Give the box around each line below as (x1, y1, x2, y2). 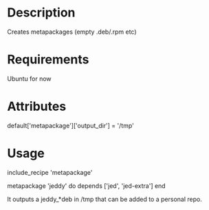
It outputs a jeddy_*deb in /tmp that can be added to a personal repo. (7, 195, 203, 203)
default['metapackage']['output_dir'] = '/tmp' (7, 121, 134, 129)
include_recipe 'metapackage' (7, 168, 93, 176)
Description (7, 5, 76, 21)
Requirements (7, 52, 89, 67)
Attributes (7, 98, 67, 114)
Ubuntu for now (7, 74, 52, 83)
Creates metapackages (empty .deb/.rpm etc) (7, 28, 137, 36)
